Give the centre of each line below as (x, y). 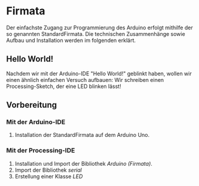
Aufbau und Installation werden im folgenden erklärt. (71, 40)
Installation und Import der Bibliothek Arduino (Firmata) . (83, 163)
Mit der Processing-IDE (41, 151)
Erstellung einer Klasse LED (49, 176)
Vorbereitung (32, 105)
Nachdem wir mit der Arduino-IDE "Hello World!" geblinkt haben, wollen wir (99, 74)
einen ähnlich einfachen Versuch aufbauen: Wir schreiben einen (85, 80)
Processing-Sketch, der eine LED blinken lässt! (64, 86)
